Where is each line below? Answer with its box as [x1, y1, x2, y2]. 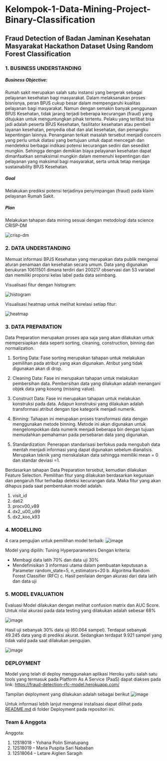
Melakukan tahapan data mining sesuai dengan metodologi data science [5, 217, 154, 223]
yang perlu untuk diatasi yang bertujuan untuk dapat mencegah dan [5, 137, 145, 143]
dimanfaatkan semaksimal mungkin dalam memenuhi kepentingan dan [5, 153, 150, 159]
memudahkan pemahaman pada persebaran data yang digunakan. [12, 432, 150, 438]
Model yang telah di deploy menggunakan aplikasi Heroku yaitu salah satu [5, 671, 158, 677]
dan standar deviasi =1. [12, 457, 60, 463]
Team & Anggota [5, 719, 46, 726]
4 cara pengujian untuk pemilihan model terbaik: [5, 538, 105, 544]
